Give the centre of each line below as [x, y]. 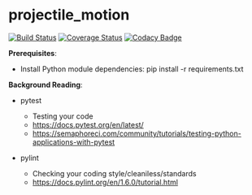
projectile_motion [69, 15]
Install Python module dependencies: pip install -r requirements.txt [132, 69]
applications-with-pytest [74, 142]
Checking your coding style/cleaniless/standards [114, 173]
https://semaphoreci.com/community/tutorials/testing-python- [137, 133]
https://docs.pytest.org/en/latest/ [88, 124]
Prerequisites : [33, 53]
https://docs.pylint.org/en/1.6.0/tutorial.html [105, 182]
